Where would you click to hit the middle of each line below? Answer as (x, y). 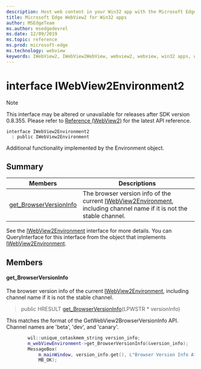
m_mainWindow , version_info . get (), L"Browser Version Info (113, 355)
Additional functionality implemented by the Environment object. (85, 148)
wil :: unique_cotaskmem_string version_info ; (84, 338)
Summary (25, 166)
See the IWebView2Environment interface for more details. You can (89, 231)
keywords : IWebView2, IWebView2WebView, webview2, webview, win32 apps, (99, 56)
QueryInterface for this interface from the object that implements (86, 237)
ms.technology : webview (36, 51)
